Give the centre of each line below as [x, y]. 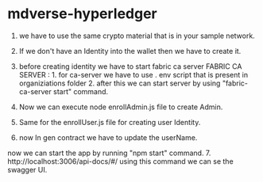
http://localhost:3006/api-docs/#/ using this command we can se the [120, 161]
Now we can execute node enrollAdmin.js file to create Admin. [121, 107]
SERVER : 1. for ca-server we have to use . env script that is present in [133, 74]
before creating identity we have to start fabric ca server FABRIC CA [130, 66]
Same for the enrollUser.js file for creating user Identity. [110, 122]
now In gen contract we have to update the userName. [108, 137]
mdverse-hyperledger [82, 14]
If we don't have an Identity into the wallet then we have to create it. [130, 51]
